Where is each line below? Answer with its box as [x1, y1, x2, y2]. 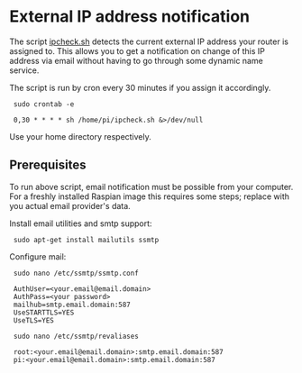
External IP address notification [9, 6, 251, 27]
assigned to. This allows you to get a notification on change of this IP [9, 45, 266, 56]
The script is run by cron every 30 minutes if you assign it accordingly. [9, 82, 271, 93]
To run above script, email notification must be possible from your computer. [9, 181, 294, 192]
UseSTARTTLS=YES [13, 308, 75, 317]
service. [9, 65, 40, 76]
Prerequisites [9, 158, 87, 173]
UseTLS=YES [13, 315, 54, 325]
